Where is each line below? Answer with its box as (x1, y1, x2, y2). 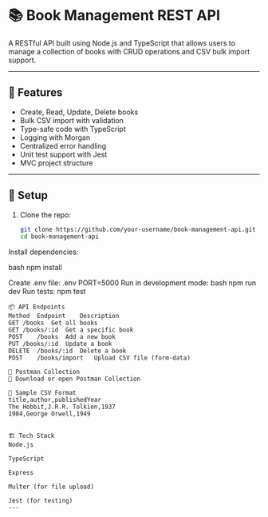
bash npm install (8, 263, 62, 272)
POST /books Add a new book (8, 333, 116, 341)
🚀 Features (8, 86, 63, 100)
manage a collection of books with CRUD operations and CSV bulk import (8, 46, 250, 56)
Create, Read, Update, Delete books (19, 107, 139, 117)
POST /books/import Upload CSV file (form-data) (8, 354, 191, 362)
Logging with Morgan (19, 133, 90, 142)
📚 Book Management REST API (8, 6, 221, 25)
